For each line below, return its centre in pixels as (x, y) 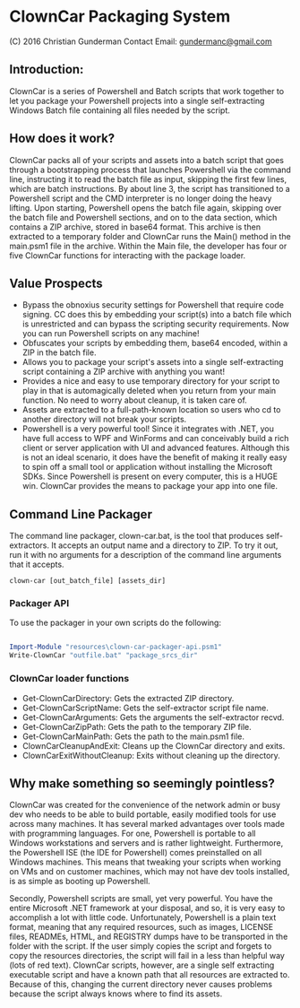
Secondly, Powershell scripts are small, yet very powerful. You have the (141, 899)
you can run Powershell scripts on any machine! (111, 334)
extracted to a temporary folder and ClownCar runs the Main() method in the (150, 236)
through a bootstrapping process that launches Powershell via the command (150, 169)
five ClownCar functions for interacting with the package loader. (128, 255)
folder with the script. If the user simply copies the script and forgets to (141, 946)
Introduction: (47, 70)
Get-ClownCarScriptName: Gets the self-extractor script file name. (145, 708)
